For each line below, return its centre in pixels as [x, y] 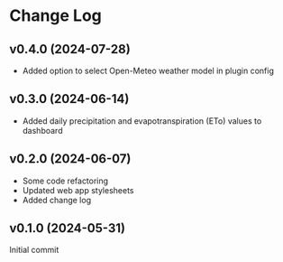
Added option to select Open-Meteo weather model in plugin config [148, 70]
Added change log [57, 200]
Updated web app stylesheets [78, 190]
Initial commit [34, 250]
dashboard [42, 130]
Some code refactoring [65, 181]
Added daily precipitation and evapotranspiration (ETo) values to [142, 121]
